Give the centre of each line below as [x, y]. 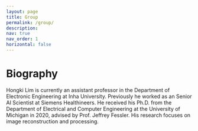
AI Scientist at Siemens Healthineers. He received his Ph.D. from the [89, 102]
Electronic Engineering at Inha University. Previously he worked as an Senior [99, 96]
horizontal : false [29, 45]
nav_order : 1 [22, 39]
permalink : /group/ [30, 22]
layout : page [22, 12]
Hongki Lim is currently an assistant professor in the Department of [88, 90]
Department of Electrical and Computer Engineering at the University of [93, 109]
